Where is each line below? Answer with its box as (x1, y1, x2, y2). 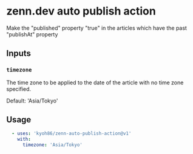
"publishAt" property (6, 30, 58, 38)
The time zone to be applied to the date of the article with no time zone (6, 79, 184, 86)
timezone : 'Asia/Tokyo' (22, 142, 83, 148)
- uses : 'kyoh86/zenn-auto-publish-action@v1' (12, 130, 132, 137)
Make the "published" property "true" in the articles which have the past (6, 24, 187, 32)
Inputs (6, 49, 32, 59)
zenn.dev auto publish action (6, 4, 156, 18)
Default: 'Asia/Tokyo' (6, 97, 58, 104)
